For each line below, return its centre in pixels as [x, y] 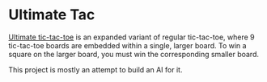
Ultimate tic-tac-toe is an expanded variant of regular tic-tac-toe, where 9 [131, 37]
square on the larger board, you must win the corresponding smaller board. [134, 54]
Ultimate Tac [52, 15]
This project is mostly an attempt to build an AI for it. [95, 69]
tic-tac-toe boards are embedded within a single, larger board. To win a [127, 45]
